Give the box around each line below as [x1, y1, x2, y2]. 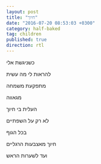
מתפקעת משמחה [6, 82, 46, 89]
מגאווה [6, 94, 22, 101]
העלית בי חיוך [6, 105, 37, 112]
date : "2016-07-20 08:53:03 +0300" [6, 20, 96, 26]
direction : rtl [6, 43, 44, 49]
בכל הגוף [6, 129, 27, 136]
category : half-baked [6, 25, 61, 32]
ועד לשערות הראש [6, 151, 47, 159]
